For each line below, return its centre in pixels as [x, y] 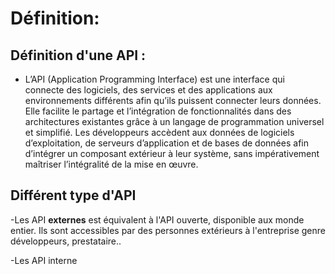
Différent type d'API [73, 195]
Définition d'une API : [78, 55]
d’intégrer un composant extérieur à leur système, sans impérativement [172, 153]
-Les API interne [44, 260]
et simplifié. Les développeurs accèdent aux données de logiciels [159, 132]
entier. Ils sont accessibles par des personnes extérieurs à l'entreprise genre [168, 230]
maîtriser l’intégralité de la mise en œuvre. [111, 164]
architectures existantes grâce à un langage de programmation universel [174, 121]
